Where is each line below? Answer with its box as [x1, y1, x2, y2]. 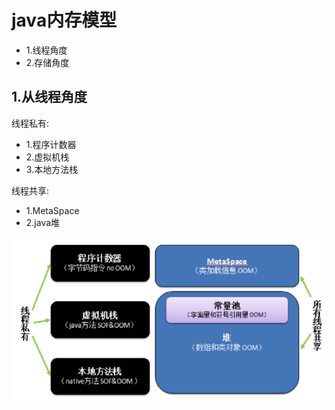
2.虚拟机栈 [25, 151, 70, 163]
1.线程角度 [25, 44, 68, 56]
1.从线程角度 [11, 89, 88, 106]
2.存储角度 [25, 56, 70, 68]
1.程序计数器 [25, 138, 77, 150]
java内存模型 [11, 9, 118, 32]
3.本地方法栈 [25, 163, 79, 175]
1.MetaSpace [25, 204, 80, 216]
